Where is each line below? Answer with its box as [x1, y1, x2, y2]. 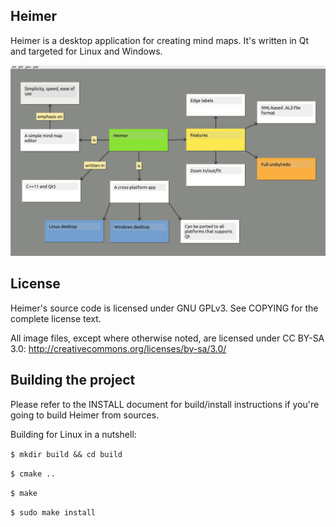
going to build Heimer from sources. [10, 409, 160, 421]
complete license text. [10, 312, 102, 324]
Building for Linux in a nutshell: [10, 428, 137, 440]
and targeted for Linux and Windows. [10, 45, 163, 57]
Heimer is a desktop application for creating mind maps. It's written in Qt [10, 34, 310, 46]
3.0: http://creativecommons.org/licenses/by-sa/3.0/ [10, 342, 227, 354]
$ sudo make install [10, 507, 97, 518]
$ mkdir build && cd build [10, 449, 123, 459]
